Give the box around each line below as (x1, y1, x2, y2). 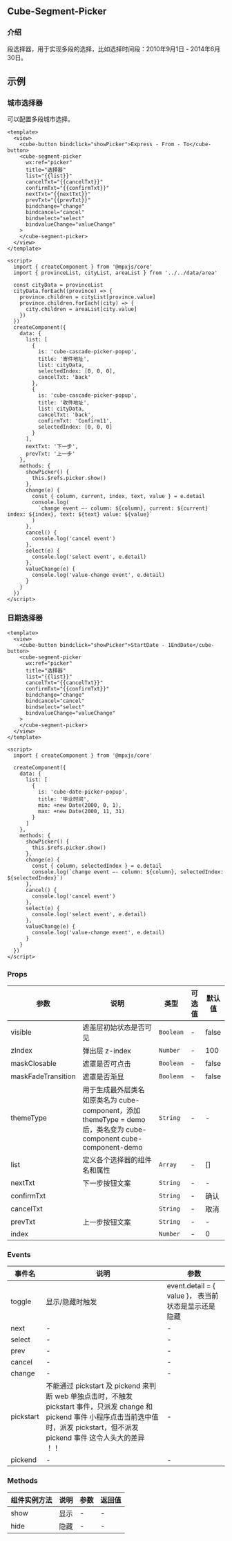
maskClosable (10, 1058, 57, 1068)
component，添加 (82, 1105, 141, 1115)
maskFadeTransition (10, 1071, 76, 1081)
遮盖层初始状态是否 (82, 1022, 145, 1032)
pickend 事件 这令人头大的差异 (46, 1433, 145, 1443)
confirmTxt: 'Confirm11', (37, 418, 113, 425)
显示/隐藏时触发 (46, 1297, 97, 1307)
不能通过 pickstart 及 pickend (46, 1381, 141, 1391)
